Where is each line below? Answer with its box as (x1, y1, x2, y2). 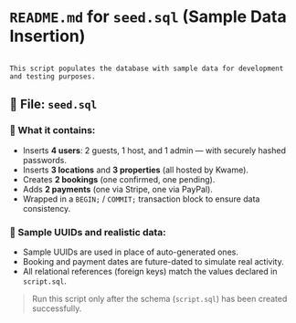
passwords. (22, 154, 67, 165)
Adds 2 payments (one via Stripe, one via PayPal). (22, 183, 213, 194)
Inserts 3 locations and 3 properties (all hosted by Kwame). (22, 164, 249, 175)
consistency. (22, 203, 71, 214)
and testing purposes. (9, 71, 96, 81)
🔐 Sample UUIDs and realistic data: (9, 225, 166, 238)
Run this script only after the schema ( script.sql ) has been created (31, 293, 288, 304)
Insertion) (9, 26, 86, 47)
